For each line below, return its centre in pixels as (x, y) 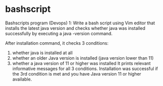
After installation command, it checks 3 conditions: (57, 43)
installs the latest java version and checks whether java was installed (75, 28)
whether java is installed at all (42, 53)
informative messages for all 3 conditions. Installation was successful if (85, 69)
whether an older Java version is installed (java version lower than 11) (83, 58)
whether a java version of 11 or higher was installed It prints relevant (81, 63)
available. (22, 79)
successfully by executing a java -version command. (59, 33)
